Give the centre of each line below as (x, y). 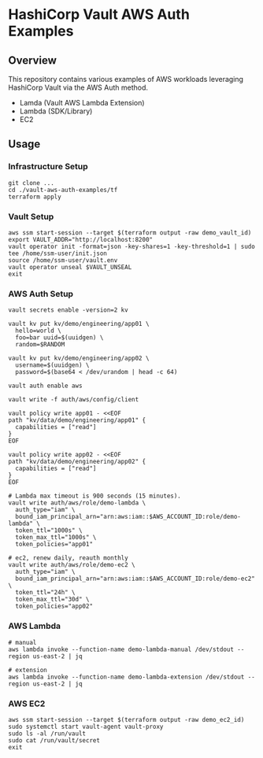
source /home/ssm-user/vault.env (63, 260)
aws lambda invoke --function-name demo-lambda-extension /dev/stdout (126, 677)
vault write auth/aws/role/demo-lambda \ (77, 503)
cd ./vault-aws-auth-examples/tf (63, 190)
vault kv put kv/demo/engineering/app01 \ (79, 324)
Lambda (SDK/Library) (56, 111)
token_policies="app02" (54, 606)
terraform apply (35, 197)
